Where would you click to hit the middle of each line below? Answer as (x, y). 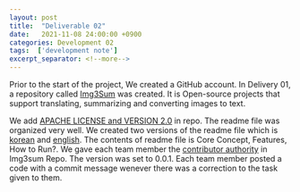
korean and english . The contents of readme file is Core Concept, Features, (148, 140)
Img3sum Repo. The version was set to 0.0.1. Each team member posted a (146, 159)
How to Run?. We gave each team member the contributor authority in (138, 149)
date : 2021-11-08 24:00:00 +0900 (76, 34)
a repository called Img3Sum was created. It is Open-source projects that (145, 94)
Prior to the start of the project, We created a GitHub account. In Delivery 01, (150, 84)
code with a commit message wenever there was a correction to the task (144, 168)
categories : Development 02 (62, 42)
